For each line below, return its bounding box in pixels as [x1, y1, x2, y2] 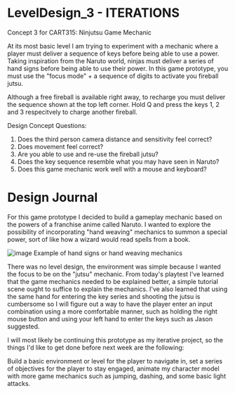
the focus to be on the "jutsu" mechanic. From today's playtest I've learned [7, 269, 224, 278]
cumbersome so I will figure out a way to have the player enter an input [7, 299, 213, 308]
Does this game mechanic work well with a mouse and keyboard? [17, 165, 207, 173]
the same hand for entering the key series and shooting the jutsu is [7, 292, 201, 300]
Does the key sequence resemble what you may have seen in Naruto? [17, 157, 220, 166]
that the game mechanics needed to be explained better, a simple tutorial [7, 277, 219, 285]
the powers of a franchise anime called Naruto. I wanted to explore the [7, 220, 211, 228]
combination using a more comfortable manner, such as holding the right [7, 307, 217, 316]
